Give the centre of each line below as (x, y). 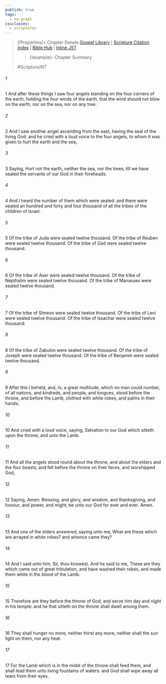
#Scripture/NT (32, 67)
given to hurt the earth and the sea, (41, 142)
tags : (11, 14)
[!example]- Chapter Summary (61, 57)
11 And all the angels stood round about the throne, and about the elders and (83, 462)
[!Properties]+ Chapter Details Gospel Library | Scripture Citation (83, 42)
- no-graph (21, 19)
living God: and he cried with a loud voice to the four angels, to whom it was (83, 136)
